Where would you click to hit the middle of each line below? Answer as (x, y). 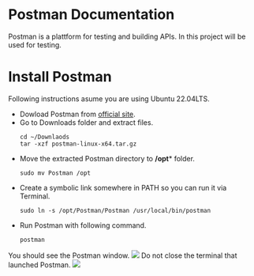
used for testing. (35, 44)
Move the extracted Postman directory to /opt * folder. (107, 158)
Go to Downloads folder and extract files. (86, 122)
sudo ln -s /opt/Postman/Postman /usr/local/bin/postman (115, 210)
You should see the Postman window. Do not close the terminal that (123, 255)
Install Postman (60, 77)
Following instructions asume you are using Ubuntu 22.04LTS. (109, 98)
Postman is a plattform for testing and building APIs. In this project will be (127, 36)
